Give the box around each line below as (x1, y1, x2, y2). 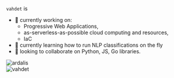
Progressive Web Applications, (23, 23, 99, 30)
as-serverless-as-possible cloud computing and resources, (23, 29, 169, 36)
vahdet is (6, 5, 28, 12)
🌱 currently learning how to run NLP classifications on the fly (14, 41, 163, 48)
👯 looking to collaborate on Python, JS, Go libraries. (14, 48, 141, 55)
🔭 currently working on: (14, 17, 72, 23)
